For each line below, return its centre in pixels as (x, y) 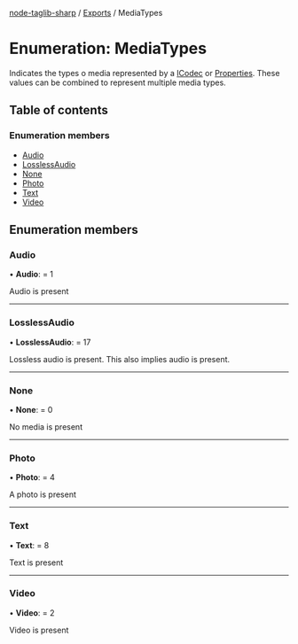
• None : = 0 (31, 409)
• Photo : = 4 (32, 477)
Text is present (36, 563)
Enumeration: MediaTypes (108, 49)
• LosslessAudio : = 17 (50, 342)
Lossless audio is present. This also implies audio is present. (120, 359)
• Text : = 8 (29, 545)
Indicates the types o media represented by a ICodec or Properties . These (145, 73)
